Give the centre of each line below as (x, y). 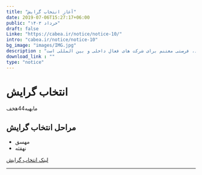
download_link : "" (31, 57)
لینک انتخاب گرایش (27, 160)
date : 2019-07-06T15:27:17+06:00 (48, 17)
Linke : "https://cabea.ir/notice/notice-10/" (64, 34)
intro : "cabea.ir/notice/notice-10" (52, 40)
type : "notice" (25, 62)
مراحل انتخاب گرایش (41, 127)
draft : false (23, 29)
